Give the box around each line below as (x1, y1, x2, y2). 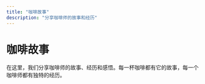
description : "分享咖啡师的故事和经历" (6, 15, 98, 21)
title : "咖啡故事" (6, 9, 50, 15)
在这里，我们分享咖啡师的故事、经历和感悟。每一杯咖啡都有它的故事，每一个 (6, 64, 199, 71)
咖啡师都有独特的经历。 (6, 71, 65, 79)
